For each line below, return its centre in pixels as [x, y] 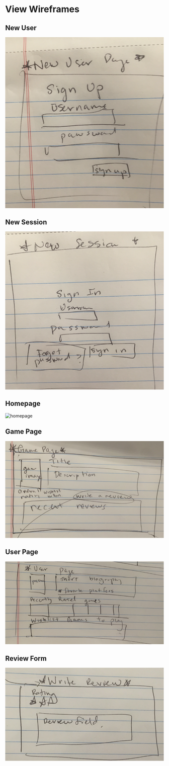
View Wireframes [42, 9]
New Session [26, 222]
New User [21, 28]
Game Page [23, 432]
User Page [22, 552]
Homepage [23, 404]
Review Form [26, 658]
